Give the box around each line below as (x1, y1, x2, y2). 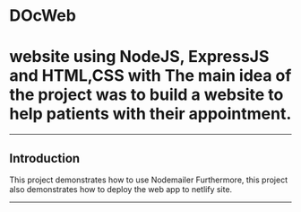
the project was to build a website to (9, 84, 284, 105)
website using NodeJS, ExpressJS (9, 47, 270, 67)
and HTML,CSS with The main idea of (9, 66, 292, 86)
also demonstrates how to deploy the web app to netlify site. (9, 183, 233, 194)
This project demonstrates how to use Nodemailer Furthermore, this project (9, 174, 288, 185)
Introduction (9, 150, 81, 166)
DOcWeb (9, 5, 76, 26)
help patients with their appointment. (9, 104, 292, 124)
